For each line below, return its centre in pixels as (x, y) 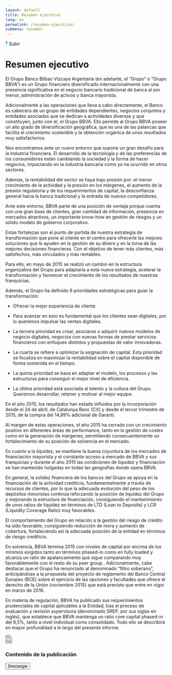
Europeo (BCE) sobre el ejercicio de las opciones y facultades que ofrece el (85, 579)
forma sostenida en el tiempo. (44, 363)
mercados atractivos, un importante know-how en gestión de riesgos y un (84, 217)
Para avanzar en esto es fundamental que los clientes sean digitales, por (90, 316)
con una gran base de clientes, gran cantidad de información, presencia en (85, 212)
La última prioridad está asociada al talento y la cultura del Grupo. (82, 389)
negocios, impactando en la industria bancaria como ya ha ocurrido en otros (86, 165)
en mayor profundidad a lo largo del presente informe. (62, 628)
